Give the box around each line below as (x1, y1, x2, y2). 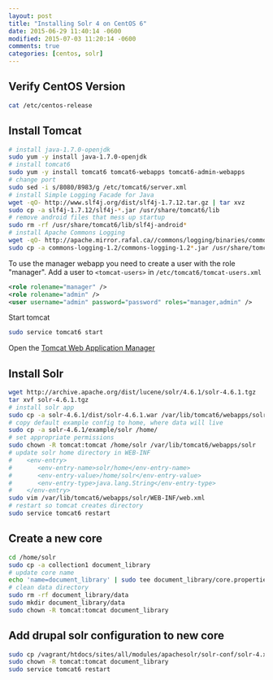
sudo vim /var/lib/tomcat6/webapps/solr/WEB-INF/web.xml (8, 494, 206, 503)
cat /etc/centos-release (8, 101, 93, 110)
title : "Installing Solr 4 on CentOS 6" (8, 20, 148, 28)
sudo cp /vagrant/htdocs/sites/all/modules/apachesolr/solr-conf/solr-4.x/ (8, 650, 271, 659)
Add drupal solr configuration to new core (8, 629, 225, 643)
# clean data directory (8, 583, 89, 592)
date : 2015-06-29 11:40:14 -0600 (8, 27, 122, 35)
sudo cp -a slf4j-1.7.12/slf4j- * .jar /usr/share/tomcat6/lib (8, 206, 220, 214)
